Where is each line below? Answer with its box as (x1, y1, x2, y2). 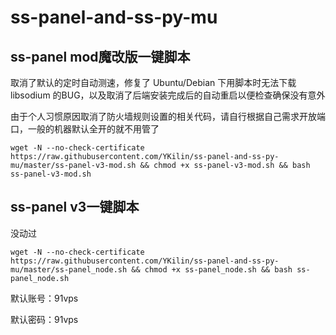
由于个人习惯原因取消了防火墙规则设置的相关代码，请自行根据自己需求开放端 (10, 111, 326, 122)
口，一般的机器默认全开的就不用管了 (10, 123, 160, 135)
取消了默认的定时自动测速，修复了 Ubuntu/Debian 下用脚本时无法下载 (10, 77, 297, 88)
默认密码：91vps (10, 313, 79, 325)
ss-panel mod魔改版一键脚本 (10, 48, 191, 65)
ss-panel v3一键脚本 (10, 199, 140, 216)
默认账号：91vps (10, 292, 79, 304)
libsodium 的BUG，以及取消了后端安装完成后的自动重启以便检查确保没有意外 (10, 89, 326, 101)
